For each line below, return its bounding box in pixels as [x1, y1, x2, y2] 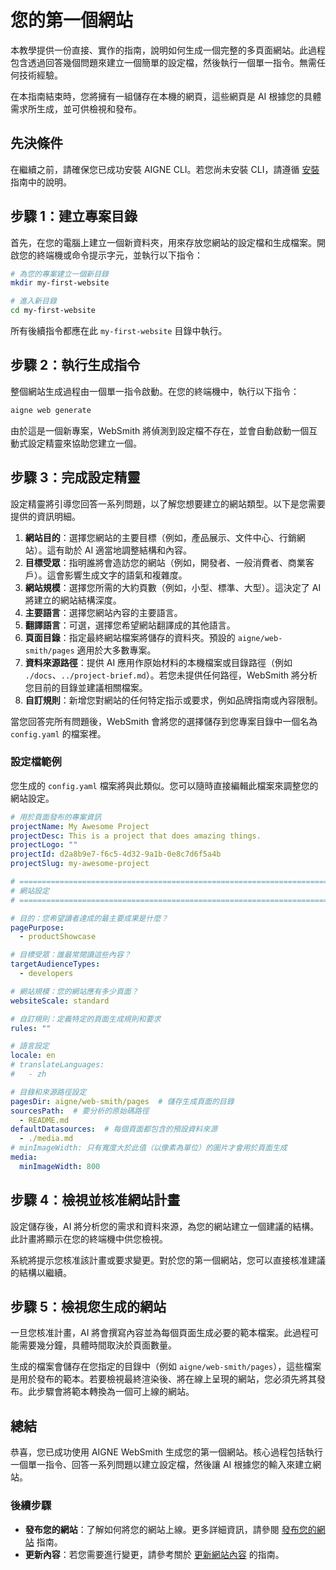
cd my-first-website [10, 306, 97, 316]
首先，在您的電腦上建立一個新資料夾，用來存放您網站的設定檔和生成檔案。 [10, 236, 317, 248]
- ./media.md [19, 1134, 74, 1144]
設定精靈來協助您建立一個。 [27, 437, 142, 449]
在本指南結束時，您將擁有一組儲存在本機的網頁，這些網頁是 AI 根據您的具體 [10, 90, 322, 102]
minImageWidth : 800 [19, 1161, 101, 1171]
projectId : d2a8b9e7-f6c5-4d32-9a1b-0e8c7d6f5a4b [10, 849, 222, 860]
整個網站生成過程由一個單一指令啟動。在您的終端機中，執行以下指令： [10, 385, 300, 397]
